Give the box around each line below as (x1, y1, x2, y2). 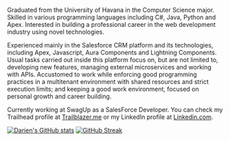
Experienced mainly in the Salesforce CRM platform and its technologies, (7, 41, 214, 49)
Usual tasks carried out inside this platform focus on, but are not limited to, (7, 56, 218, 64)
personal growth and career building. (7, 92, 112, 100)
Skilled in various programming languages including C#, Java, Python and (7, 13, 216, 21)
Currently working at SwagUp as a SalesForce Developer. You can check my (7, 106, 223, 113)
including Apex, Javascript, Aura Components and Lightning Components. (7, 48, 218, 56)
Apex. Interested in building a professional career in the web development (7, 21, 216, 28)
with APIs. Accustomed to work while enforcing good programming (7, 70, 197, 78)
